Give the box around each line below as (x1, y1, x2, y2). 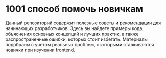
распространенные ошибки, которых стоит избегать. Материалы (5, 36, 148, 42)
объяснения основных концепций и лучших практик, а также (5, 31, 139, 37)
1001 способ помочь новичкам (5, 3, 143, 15)
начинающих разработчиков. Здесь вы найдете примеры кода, (5, 25, 144, 31)
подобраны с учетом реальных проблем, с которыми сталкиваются (5, 41, 154, 47)
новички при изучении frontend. (5, 47, 75, 53)
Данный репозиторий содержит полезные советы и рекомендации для (5, 20, 161, 26)
